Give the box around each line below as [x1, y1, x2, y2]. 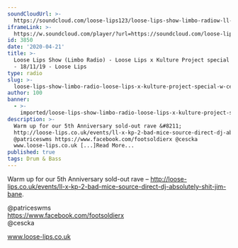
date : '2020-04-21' [7, 43, 65, 50]
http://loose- [149, 174, 188, 183]
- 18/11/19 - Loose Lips [13, 63, 87, 70]
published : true [7, 149, 55, 156]
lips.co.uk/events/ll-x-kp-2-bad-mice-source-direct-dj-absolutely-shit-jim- [7, 182, 227, 191]
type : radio [7, 69, 42, 77]
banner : [7, 96, 30, 103]
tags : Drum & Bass [7, 155, 62, 163]
